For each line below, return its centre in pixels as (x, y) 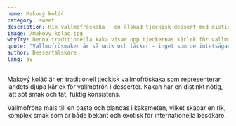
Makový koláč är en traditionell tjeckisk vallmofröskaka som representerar (114, 79)
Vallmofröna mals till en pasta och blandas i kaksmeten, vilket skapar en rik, (117, 107)
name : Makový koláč (36, 14)
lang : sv (20, 59)
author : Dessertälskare (42, 53)
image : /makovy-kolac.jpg (45, 33)
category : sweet (31, 20)
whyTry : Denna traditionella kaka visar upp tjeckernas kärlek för (108, 40)
